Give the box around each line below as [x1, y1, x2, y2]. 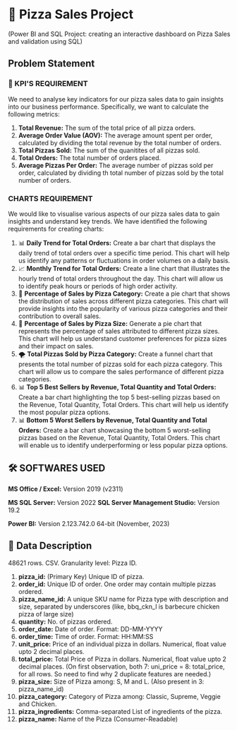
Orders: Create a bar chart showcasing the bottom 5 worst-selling [18, 426, 211, 434]
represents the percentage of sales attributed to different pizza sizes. [18, 327, 220, 335]
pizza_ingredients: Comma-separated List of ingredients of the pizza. [18, 707, 223, 715]
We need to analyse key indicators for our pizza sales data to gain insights [8, 95, 224, 103]
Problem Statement [8, 58, 95, 70]
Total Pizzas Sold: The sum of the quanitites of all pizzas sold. [18, 146, 200, 154]
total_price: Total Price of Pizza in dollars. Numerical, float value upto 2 [18, 655, 226, 663]
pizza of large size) [18, 609, 74, 618]
